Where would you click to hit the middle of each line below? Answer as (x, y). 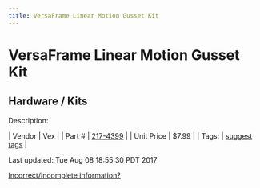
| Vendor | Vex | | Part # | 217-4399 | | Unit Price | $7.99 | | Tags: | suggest (130, 135)
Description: (28, 120)
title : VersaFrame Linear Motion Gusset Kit (84, 16)
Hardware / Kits (48, 102)
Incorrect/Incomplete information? (65, 175)
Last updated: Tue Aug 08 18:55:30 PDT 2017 (83, 159)
